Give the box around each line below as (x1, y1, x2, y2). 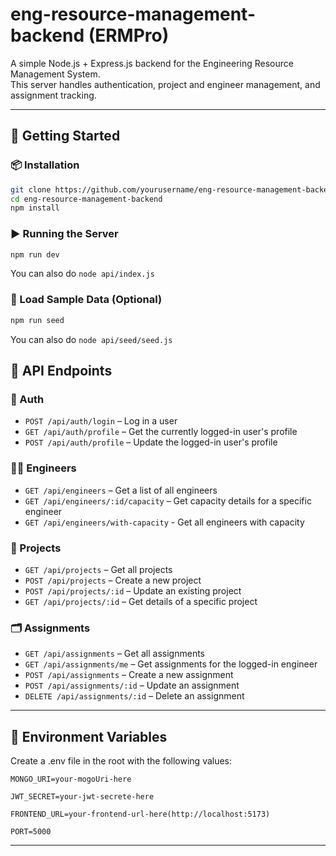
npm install (10, 203, 60, 213)
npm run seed (10, 315, 65, 325)
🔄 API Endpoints (10, 362, 113, 379)
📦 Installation (10, 158, 80, 172)
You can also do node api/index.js (10, 268, 155, 280)
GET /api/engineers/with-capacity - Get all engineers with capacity (24, 516, 305, 528)
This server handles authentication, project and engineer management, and (10, 78, 321, 90)
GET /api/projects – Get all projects (24, 563, 173, 575)
